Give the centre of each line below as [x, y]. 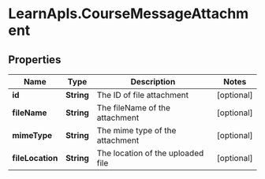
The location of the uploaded [150, 153]
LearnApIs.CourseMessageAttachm [129, 14]
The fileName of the [134, 108]
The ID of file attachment [143, 95]
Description [153, 82]
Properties [35, 60]
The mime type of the [136, 131]
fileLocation [35, 158]
